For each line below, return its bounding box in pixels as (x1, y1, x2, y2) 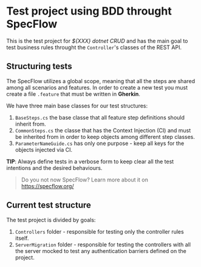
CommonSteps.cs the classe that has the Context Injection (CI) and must (15, 126, 191, 134)
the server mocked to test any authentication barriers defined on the (15, 247, 186, 254)
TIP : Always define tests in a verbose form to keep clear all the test (6, 158, 174, 165)
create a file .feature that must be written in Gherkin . (6, 90, 141, 98)
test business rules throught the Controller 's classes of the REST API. (6, 44, 182, 51)
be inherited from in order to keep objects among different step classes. (15, 133, 196, 140)
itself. (15, 234, 29, 242)
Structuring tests (6, 61, 72, 72)
